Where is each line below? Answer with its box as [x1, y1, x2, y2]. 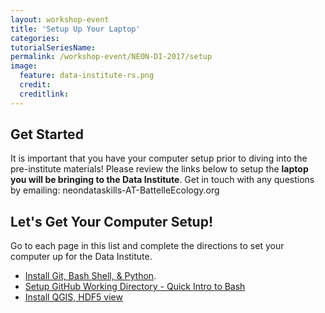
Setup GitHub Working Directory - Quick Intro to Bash [24, 281, 246, 293]
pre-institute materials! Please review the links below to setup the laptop [10, 163, 309, 175]
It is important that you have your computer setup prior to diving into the [10, 152, 308, 165]
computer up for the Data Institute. [10, 251, 153, 263]
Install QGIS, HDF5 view [24, 291, 123, 303]
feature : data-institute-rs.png [19, 71, 155, 81]
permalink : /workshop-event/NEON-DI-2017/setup [10, 52, 213, 62]
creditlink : [19, 89, 70, 99]
